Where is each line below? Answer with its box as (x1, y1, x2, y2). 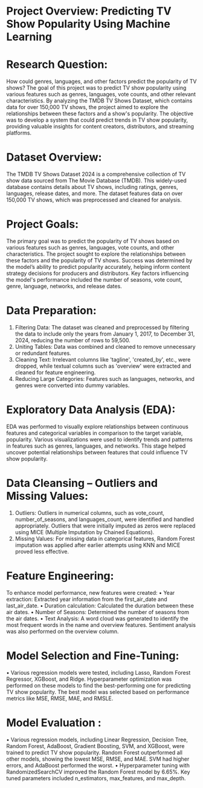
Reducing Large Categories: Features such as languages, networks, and (14, 375, 195, 382)
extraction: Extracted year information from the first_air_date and (6, 595, 167, 603)
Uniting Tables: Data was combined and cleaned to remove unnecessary (14, 343, 196, 350)
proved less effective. (14, 548, 69, 555)
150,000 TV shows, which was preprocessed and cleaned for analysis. (6, 196, 182, 204)
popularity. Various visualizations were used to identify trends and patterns (6, 435, 193, 443)
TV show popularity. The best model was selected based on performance (6, 688, 190, 695)
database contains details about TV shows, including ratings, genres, (6, 184, 178, 191)
